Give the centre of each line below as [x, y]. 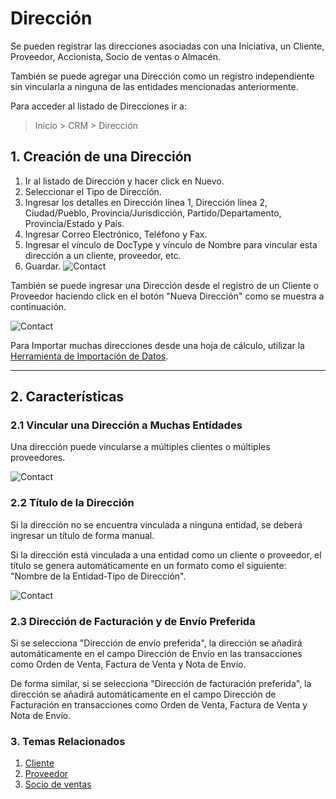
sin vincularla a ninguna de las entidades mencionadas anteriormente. [154, 86]
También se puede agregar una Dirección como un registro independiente [162, 76]
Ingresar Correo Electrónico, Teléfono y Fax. [116, 234]
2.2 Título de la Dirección [72, 503]
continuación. [38, 306]
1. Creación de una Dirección [101, 157]
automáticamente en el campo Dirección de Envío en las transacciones [156, 654]
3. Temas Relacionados [68, 741]
